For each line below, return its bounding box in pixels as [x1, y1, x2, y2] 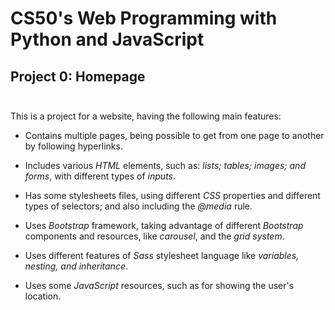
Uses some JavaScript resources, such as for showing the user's [24, 280, 295, 291]
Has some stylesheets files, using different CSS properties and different [24, 190, 321, 201]
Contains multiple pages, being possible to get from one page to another [24, 130, 325, 141]
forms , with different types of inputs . [24, 170, 177, 182]
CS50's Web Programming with [10, 7, 278, 30]
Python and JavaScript [10, 28, 205, 51]
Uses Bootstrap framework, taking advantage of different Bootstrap [24, 220, 304, 231]
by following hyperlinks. [24, 140, 123, 152]
